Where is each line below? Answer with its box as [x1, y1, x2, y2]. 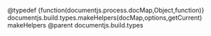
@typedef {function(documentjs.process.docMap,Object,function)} [7, 6, 205, 14]
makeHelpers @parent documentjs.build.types [7, 21, 144, 29]
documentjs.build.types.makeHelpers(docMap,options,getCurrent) [7, 13, 202, 22]
